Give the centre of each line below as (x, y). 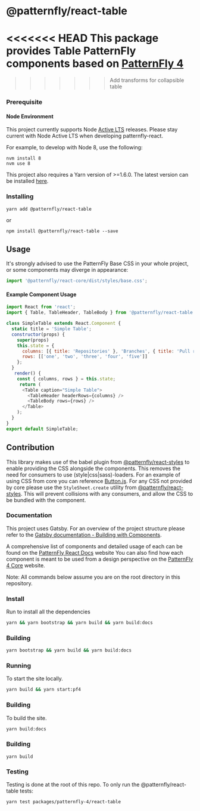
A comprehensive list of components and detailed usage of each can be (94, 546)
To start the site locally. (35, 678)
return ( (30, 384)
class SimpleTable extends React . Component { (63, 324)
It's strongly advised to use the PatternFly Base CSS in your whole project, (97, 263)
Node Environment (30, 116)
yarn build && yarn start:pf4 (44, 690)
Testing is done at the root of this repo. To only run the (73, 785)
